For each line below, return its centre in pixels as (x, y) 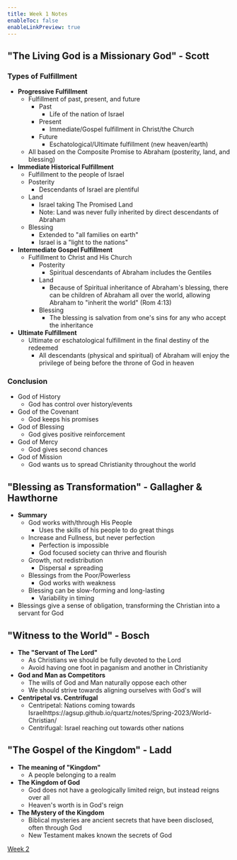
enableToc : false (33, 21)
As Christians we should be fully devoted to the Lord (105, 660)
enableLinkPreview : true (44, 27)
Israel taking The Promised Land (86, 205)
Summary (32, 515)
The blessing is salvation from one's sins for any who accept (138, 318)
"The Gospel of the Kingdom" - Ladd (89, 750)
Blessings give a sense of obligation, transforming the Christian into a (119, 606)
